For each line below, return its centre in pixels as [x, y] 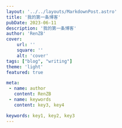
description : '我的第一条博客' [41, 28]
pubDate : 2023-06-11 [32, 23]
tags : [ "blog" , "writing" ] [39, 61]
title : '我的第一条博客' [33, 17]
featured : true [25, 72]
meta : [13, 83]
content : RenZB [32, 94]
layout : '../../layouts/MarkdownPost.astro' [62, 12]
